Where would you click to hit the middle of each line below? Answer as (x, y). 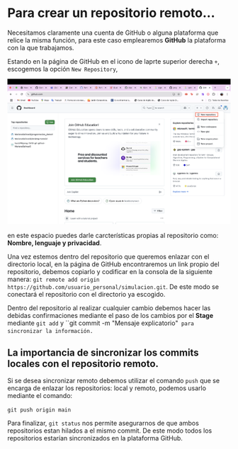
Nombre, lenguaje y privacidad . (55, 243)
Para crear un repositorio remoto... (111, 13)
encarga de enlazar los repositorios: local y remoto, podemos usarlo (107, 388)
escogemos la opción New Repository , (63, 69)
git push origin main (39, 410)
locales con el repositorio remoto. (83, 364)
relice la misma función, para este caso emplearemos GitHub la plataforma (117, 40)
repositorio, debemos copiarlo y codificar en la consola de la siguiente (110, 271)
